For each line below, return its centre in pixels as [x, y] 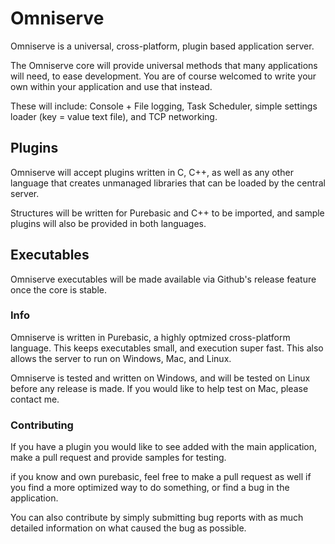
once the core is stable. [59, 289]
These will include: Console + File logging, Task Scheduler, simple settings [164, 106]
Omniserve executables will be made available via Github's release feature [163, 279]
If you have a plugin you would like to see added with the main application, [164, 447]
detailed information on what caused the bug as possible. [128, 528]
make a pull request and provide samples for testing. [118, 458]
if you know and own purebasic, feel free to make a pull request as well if [161, 477]
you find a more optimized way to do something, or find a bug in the [150, 488]
